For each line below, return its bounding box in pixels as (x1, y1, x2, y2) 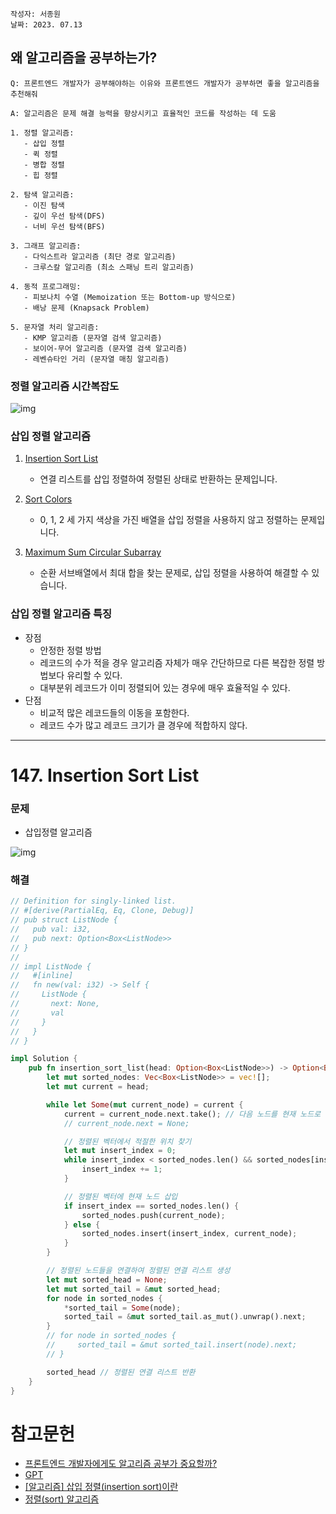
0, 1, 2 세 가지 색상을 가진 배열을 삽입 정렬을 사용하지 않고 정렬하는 (39, 514, 299, 526)
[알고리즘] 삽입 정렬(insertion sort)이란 (24, 1481, 179, 1493)
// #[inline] (10, 971, 74, 981)
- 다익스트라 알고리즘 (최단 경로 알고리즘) (23, 251, 177, 262)
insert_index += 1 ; (81, 1164, 163, 1175)
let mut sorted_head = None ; (46, 1274, 168, 1285)
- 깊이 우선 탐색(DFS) (23, 211, 106, 221)
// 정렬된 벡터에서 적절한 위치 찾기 (63, 1136, 192, 1147)
